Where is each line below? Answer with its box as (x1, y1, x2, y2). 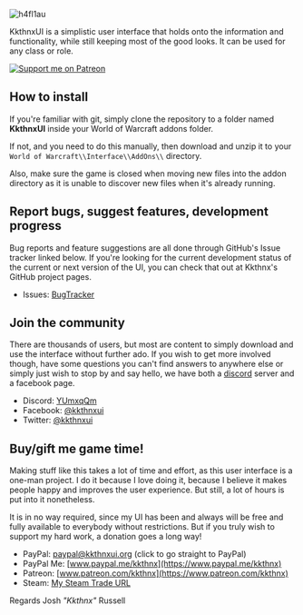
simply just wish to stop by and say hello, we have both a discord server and (9, 368, 295, 379)
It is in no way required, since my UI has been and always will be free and (9, 511, 284, 522)
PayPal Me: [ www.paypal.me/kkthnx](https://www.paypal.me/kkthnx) (22, 559, 282, 570)
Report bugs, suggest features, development (9, 204, 269, 220)
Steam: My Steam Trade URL (22, 578, 132, 589)
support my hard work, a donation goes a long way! (9, 531, 202, 542)
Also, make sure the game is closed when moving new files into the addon (9, 168, 288, 179)
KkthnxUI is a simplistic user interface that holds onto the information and (9, 26, 284, 36)
